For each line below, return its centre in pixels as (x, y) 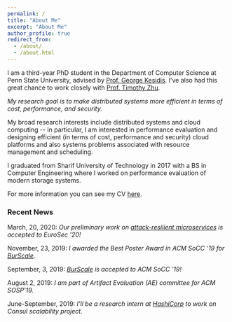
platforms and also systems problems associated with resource (98, 144)
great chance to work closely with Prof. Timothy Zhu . (84, 87)
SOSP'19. (20, 290)
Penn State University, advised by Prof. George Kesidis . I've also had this (112, 80)
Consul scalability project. (45, 311)
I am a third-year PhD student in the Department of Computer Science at (112, 72)
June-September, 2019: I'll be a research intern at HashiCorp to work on (112, 304)
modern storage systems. (45, 180)
